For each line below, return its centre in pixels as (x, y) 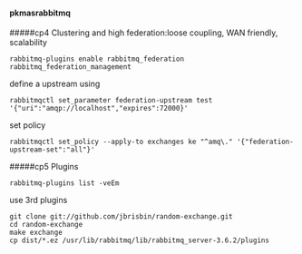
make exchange (36, 233)
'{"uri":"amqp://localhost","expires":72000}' (99, 109)
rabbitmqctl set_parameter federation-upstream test (111, 101)
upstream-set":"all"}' (52, 150)
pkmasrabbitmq (40, 13)
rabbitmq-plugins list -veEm (64, 183)
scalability (29, 43)
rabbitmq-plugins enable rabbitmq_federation (97, 59)
